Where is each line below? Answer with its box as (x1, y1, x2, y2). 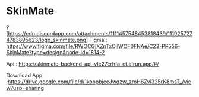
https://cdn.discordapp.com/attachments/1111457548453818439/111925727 (8, 30, 193, 37)
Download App (6, 72, 43, 79)
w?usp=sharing (6, 84, 45, 91)
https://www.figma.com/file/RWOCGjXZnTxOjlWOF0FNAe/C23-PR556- (6, 43, 181, 50)
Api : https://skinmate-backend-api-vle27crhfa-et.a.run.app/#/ (6, 60, 159, 67)
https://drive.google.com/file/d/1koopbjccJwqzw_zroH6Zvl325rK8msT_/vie (8, 78, 191, 85)
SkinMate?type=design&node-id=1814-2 (6, 48, 105, 56)
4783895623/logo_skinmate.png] (6, 36, 88, 43)
